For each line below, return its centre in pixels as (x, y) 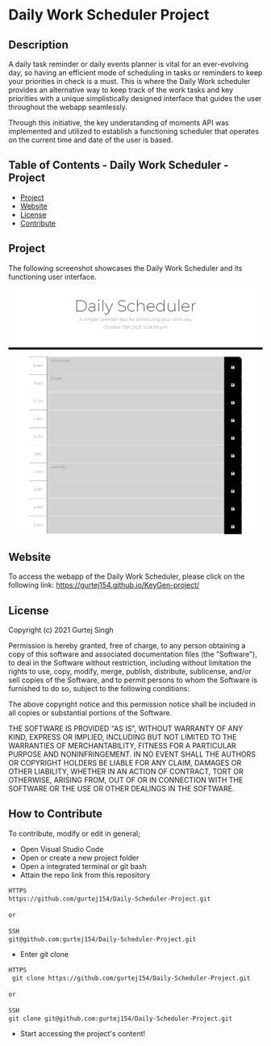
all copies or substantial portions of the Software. (90, 713)
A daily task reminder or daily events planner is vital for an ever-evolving (128, 64)
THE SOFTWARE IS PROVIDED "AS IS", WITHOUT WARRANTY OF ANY (126, 728)
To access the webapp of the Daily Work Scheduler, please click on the (127, 576)
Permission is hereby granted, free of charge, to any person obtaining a (127, 645)
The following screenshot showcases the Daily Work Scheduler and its (125, 268)
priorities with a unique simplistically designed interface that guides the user (135, 98)
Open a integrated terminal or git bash (83, 866)
